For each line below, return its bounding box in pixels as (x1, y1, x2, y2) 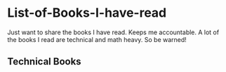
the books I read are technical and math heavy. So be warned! (7, 35, 187, 43)
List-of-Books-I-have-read (7, 5, 167, 21)
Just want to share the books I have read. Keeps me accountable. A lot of (7, 28, 220, 36)
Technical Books (7, 56, 82, 68)
